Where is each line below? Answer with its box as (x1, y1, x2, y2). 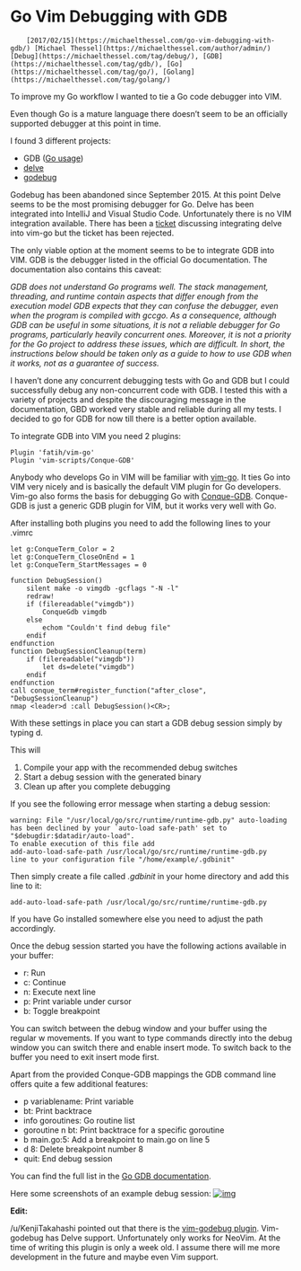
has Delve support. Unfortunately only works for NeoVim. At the (45, 1232, 281, 1243)
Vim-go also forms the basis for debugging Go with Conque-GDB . (10, 490, 254, 501)
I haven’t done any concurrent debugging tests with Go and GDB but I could (10, 375, 290, 385)
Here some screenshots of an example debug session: (10, 1187, 211, 1198)
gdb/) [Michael (10, 43, 67, 53)
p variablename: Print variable (22, 1096, 134, 1107)
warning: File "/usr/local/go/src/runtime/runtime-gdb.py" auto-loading (10, 816, 288, 825)
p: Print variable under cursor (22, 995, 133, 1007)
